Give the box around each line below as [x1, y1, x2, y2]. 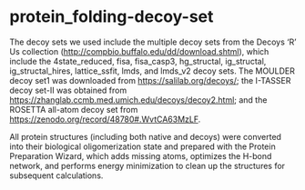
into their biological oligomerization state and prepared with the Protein [9, 141, 276, 152]
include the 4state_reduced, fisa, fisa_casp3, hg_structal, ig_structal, [9, 55, 267, 66]
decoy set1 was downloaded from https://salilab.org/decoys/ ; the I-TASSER [9, 75, 291, 85]
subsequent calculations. [9, 170, 104, 181]
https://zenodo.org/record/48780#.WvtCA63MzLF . [9, 114, 201, 125]
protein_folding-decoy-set [9, 6, 214, 27]
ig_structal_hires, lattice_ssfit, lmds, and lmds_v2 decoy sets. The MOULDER [9, 65, 296, 76]
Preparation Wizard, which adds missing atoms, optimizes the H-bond [9, 150, 272, 161]
